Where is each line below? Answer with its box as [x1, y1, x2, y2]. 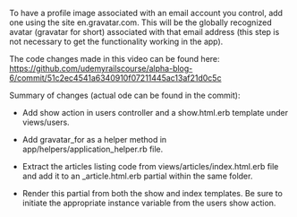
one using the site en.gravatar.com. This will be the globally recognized [9, 17, 273, 28]
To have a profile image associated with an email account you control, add [9, 8, 284, 18]
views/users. [21, 117, 70, 127]
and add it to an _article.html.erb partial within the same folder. [21, 170, 253, 181]
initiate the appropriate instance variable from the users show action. [21, 197, 276, 208]
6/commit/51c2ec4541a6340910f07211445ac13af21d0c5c [9, 73, 222, 83]
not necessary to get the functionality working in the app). [9, 36, 224, 47]
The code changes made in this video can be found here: [9, 54, 221, 64]
